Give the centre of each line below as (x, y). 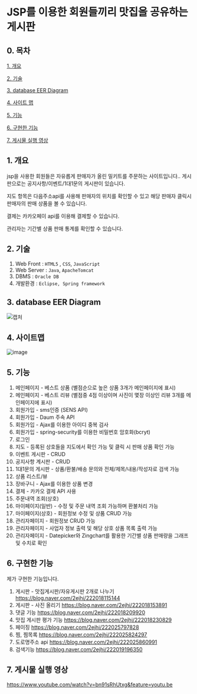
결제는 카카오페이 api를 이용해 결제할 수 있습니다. (63, 216)
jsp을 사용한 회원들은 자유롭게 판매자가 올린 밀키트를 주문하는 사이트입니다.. (94, 176)
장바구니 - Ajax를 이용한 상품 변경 (54, 484)
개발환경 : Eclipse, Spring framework (60, 283)
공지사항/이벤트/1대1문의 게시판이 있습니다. (76, 183)
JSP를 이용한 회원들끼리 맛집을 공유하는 (97, 12)
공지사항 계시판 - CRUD (42, 461)
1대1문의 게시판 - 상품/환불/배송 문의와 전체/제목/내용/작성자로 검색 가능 (97, 469)
